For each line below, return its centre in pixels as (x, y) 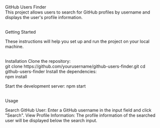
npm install (16, 77)
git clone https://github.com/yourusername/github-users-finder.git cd (75, 66)
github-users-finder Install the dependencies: (51, 72)
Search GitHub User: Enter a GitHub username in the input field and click (78, 110)
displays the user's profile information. (44, 17)
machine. (14, 46)
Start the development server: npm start (46, 86)
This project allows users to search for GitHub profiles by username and (78, 12)
